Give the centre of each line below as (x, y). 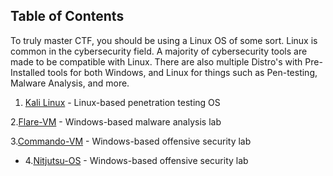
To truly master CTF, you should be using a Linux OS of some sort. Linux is (164, 40)
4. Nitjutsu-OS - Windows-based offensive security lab (136, 160)
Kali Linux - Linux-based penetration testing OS (122, 102)
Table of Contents (67, 16)
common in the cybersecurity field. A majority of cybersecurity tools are (159, 51)
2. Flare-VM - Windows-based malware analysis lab (116, 121)
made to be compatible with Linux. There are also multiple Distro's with (156, 61)
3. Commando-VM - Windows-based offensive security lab (131, 141)
